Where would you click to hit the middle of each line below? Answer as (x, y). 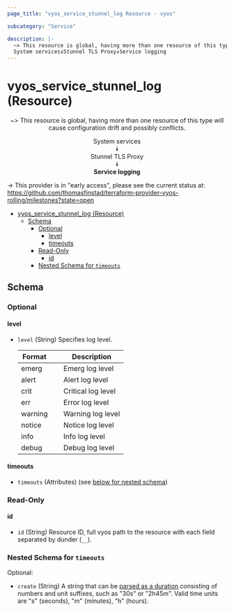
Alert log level (86, 379)
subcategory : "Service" (42, 26)
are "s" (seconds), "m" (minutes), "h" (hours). (83, 601)
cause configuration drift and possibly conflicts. (117, 128)
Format (34, 356)
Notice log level (89, 424)
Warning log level (92, 413)
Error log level (86, 402)
